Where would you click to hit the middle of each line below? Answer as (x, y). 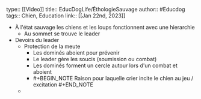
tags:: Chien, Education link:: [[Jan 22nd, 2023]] (66, 16)
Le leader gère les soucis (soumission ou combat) (95, 59)
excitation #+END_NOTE (63, 85)
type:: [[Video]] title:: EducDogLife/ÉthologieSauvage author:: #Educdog (96, 9)
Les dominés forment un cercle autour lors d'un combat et (105, 65)
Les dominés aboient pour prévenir (76, 53)
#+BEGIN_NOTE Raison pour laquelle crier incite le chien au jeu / (113, 78)
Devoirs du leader (37, 40)
